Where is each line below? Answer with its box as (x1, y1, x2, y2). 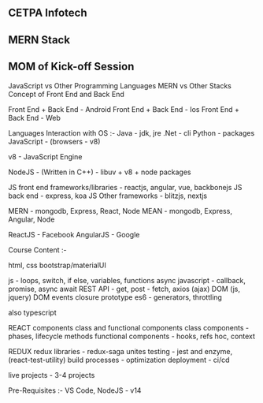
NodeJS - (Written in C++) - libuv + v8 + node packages (8, 167, 191, 177)
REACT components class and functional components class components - (8, 323, 250, 332)
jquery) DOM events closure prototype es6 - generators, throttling (8, 292, 223, 302)
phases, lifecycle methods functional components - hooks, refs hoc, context (8, 331, 256, 341)
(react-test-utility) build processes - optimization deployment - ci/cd (8, 355, 230, 364)
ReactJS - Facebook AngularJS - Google (8, 229, 140, 239)
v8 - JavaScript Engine (8, 151, 83, 161)
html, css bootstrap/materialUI (8, 260, 106, 270)
